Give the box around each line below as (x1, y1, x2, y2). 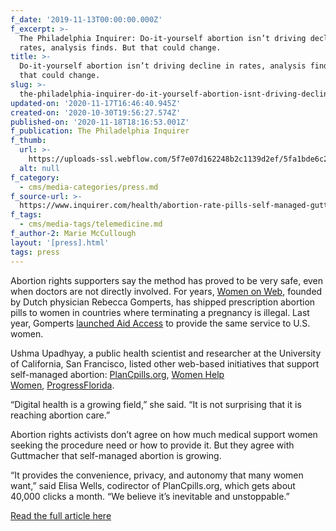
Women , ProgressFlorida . (10, 379, 115, 391)
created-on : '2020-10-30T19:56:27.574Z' (10, 107, 182, 118)
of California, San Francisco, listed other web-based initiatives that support (10, 357, 320, 370)
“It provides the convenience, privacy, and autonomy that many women (10, 469, 304, 481)
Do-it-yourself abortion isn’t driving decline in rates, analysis (19, 61, 307, 71)
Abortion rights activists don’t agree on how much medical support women (10, 428, 318, 440)
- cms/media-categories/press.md (19, 182, 159, 192)
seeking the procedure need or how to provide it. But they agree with (10, 439, 295, 451)
